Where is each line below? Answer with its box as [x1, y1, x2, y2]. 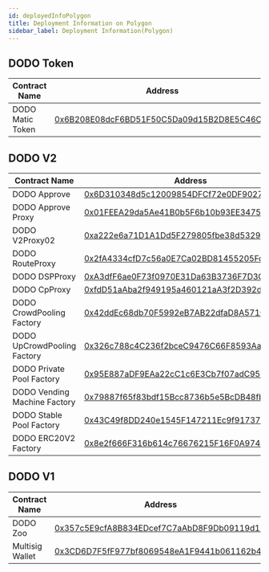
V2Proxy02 [12, 235, 56, 246]
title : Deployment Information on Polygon [8, 19, 152, 27]
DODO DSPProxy [12, 271, 76, 282]
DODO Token [8, 56, 74, 70]
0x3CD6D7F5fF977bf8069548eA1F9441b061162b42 [54, 545, 267, 557]
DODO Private [12, 363, 66, 374]
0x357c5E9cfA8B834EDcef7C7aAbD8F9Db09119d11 [54, 522, 266, 533]
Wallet [12, 550, 36, 562]
